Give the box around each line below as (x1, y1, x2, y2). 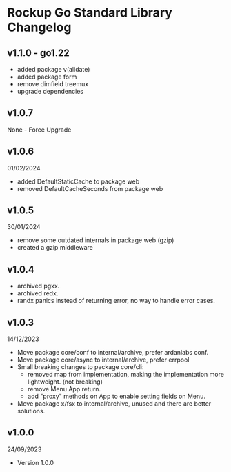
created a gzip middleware (17, 244, 93, 252)
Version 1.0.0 (17, 458, 54, 466)
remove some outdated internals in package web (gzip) (17, 236, 174, 244)
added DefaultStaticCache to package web (17, 177, 140, 186)
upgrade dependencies (17, 88, 84, 95)
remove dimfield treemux (17, 80, 89, 88)
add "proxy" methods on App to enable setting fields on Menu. (27, 392, 205, 401)
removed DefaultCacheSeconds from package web (17, 184, 163, 193)
